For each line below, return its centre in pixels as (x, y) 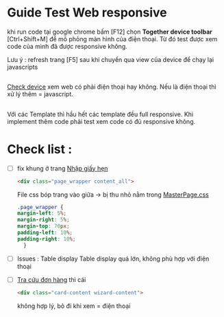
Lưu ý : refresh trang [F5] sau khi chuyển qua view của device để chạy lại (111, 59)
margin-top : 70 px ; (43, 226)
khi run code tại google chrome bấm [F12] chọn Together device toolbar (110, 32)
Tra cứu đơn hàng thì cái (51, 279)
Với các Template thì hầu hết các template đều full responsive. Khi (100, 114)
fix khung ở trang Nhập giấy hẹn (62, 168)
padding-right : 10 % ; (46, 239)
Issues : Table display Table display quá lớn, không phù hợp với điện (113, 259)
